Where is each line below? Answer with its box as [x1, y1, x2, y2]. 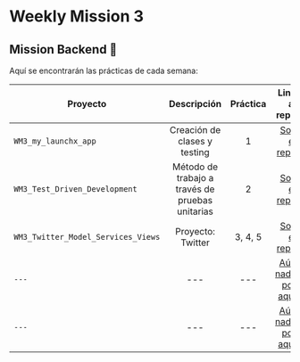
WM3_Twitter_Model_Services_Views [13, 232, 161, 242]
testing [180, 146, 210, 158]
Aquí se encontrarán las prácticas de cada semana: [9, 65, 198, 76]
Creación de [169, 124, 221, 136]
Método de [172, 160, 219, 173]
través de [175, 183, 215, 195]
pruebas [177, 194, 212, 206]
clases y [178, 136, 212, 147]
